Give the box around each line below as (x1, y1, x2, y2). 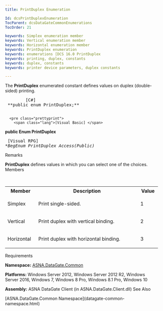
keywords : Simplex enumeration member (5, 33, 83, 39)
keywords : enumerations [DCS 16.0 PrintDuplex (5, 51, 101, 56)
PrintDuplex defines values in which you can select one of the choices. (5, 162, 148, 167)
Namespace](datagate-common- (58, 295, 125, 301)
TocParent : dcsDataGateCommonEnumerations (5, 20, 92, 25)
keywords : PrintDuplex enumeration (5, 47, 77, 52)
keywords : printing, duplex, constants (5, 56, 86, 61)
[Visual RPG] (7, 138, 39, 144)
